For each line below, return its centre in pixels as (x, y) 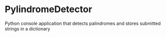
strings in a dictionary (27, 28)
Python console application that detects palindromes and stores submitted (83, 23)
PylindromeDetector (49, 9)
